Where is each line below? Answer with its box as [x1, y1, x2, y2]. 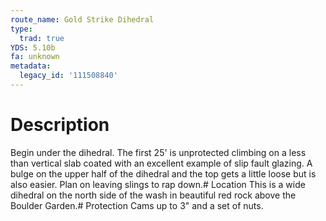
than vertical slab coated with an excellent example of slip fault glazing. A [10, 157, 313, 169]
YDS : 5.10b [10, 42, 56, 53]
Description [10, 114, 110, 136]
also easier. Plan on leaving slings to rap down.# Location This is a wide [10, 178, 306, 190]
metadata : [10, 61, 52, 71]
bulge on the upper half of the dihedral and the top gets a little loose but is [10, 167, 317, 180]
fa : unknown [10, 52, 60, 62]
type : [10, 24, 33, 34]
